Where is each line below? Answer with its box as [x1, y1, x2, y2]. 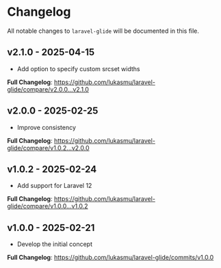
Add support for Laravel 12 [16, 182, 92, 190]
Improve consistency [16, 123, 77, 131]
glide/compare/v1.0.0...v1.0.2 [7, 202, 88, 211]
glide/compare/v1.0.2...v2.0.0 [7, 144, 90, 152]
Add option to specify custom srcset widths [16, 64, 140, 72]
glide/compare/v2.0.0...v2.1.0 [7, 85, 89, 93]
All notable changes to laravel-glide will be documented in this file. [7, 27, 200, 35]
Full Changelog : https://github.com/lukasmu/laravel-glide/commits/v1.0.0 [7, 254, 214, 262]
